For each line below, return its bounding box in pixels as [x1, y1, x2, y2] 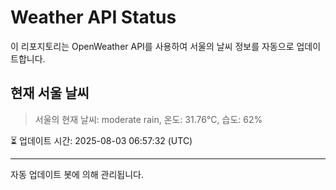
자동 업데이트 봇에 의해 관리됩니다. [10, 168, 144, 180]
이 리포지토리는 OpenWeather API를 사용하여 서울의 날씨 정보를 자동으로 [10, 40, 295, 52]
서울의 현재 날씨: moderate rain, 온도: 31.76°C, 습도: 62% [34, 113, 263, 125]
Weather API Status [10, 6, 177, 29]
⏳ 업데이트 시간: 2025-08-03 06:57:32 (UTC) [10, 134, 193, 146]
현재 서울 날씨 [10, 85, 90, 102]
